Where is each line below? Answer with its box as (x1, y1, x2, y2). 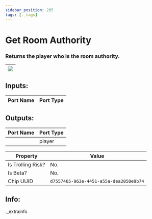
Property (15, 152, 38, 159)
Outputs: (5, 114, 34, 123)
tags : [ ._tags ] (5, 12, 38, 17)
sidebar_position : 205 (5, 7, 54, 13)
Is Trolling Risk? (8, 161, 45, 168)
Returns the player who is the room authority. (5, 52, 120, 59)
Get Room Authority (5, 34, 92, 46)
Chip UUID (8, 178, 33, 185)
